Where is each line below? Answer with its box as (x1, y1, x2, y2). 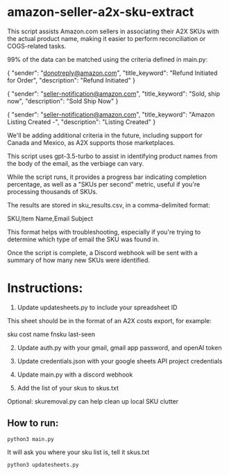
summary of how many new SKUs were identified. (7, 256, 151, 264)
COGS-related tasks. (7, 42, 67, 50)
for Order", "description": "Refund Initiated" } (7, 76, 135, 84)
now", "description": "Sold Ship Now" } (7, 96, 119, 105)
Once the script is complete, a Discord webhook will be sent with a (7, 248, 198, 257)
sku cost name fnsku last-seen (7, 330, 96, 338)
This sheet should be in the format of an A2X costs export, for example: (7, 316, 212, 325)
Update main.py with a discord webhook (17, 370, 133, 379)
